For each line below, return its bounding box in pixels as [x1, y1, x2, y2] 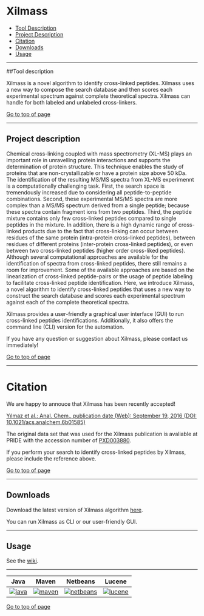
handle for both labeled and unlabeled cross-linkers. [6, 98, 137, 106]
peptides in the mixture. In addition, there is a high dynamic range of [6, 221, 177, 228]
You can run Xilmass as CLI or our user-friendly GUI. [6, 518, 138, 525]
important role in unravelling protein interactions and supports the [6, 156, 171, 163]
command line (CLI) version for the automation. [6, 323, 124, 330]
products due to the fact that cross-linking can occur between [22, 227, 178, 234]
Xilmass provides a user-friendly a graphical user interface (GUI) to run [6, 310, 184, 317]
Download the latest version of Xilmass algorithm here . [6, 506, 143, 513]
